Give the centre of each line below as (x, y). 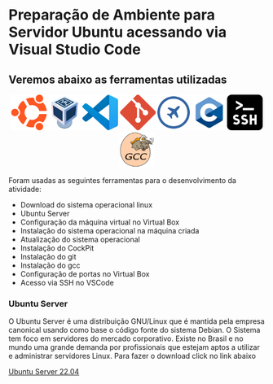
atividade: (25, 189)
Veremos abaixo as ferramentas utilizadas (118, 79)
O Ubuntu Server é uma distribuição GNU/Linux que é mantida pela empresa (136, 321)
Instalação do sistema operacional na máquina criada (110, 231)
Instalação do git (48, 257)
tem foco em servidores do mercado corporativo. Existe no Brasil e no (126, 338)
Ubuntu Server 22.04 (44, 372)
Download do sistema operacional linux (86, 205)
